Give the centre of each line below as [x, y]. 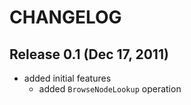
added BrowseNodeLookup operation [110, 89]
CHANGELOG [65, 17]
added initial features [67, 78]
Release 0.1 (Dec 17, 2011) [89, 54]
